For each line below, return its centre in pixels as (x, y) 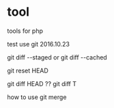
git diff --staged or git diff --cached (57, 57)
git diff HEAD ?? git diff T (42, 83)
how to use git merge (37, 97)
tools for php (25, 31)
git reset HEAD (28, 70)
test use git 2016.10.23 (39, 44)
